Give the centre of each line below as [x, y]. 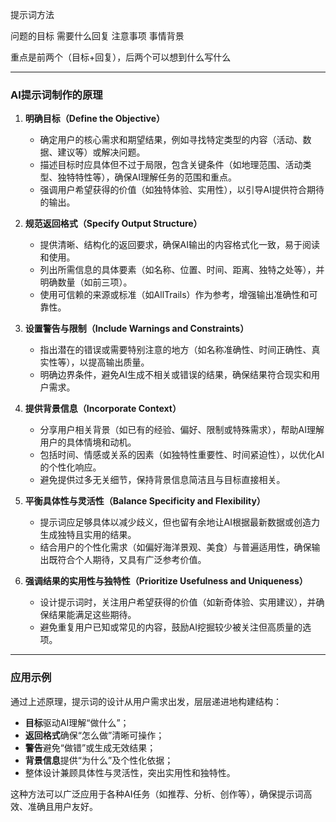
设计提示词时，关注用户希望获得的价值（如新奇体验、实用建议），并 [178, 602]
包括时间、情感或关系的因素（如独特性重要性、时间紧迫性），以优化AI [182, 455]
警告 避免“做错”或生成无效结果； [90, 747]
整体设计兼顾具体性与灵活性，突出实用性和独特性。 [130, 772]
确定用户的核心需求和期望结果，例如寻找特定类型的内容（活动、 [171, 140]
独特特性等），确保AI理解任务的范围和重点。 [147, 177]
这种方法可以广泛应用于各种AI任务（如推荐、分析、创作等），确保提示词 [157, 794]
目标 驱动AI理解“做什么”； [77, 722]
